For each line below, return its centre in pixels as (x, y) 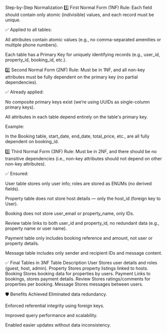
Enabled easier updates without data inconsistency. (58, 325)
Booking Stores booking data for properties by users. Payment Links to (78, 273)
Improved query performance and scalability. (51, 315)
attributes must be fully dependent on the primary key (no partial (72, 77)
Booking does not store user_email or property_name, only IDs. (70, 213)
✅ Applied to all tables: (29, 30)
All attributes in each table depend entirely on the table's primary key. (77, 117)
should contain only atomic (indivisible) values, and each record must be (80, 15)
